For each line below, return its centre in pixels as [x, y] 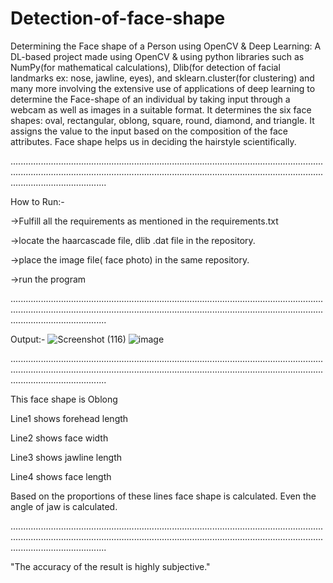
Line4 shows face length [61, 476]
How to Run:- [37, 201]
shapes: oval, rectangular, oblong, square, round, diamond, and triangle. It [162, 120]
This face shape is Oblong [64, 399]
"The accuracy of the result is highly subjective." [110, 566]
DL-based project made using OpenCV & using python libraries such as [157, 56]
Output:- [28, 339]
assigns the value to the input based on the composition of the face [149, 131]
